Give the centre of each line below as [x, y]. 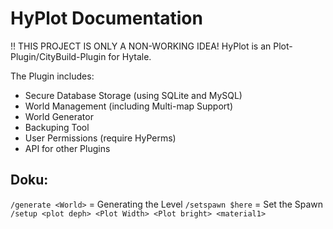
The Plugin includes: [52, 76]
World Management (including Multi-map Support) [129, 106]
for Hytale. [130, 56]
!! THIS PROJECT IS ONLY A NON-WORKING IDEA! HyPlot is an [141, 46]
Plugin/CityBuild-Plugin [58, 56]
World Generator [59, 116]
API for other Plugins [67, 148]
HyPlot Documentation [106, 18]
